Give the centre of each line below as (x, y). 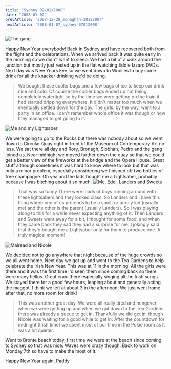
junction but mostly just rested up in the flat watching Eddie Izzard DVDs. (82, 65)
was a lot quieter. (36, 330)
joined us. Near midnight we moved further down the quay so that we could (85, 155)
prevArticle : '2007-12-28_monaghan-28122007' (55, 19)
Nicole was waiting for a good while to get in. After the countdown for (91, 319)
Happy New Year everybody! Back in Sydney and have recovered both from (85, 49)
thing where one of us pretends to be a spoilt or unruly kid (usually (88, 203)
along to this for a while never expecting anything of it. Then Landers (91, 213)
